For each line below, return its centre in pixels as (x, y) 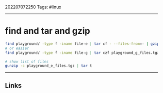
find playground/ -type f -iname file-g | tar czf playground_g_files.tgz (82, 53)
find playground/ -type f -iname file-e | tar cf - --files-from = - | (77, 44)
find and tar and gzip (48, 31)
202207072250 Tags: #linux (33, 7)
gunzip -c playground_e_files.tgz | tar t (49, 66)
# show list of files (27, 61)
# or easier (17, 48)
